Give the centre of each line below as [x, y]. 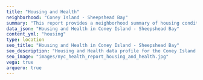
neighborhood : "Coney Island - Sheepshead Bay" [67, 17]
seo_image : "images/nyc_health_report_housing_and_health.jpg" [88, 57]
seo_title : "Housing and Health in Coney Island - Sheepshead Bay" [93, 46]
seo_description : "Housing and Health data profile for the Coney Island [101, 51]
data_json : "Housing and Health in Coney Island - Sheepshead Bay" [93, 29]
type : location [25, 40]
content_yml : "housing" [36, 34]
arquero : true [24, 68]
